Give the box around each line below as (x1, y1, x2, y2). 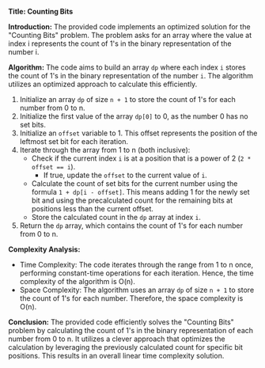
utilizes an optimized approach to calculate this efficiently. (8, 79, 198, 89)
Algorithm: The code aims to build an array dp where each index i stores (8, 63, 247, 72)
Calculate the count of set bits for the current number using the (31, 179, 238, 188)
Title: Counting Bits (8, 7, 74, 16)
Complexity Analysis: (8, 245, 81, 254)
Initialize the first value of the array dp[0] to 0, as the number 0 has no (19, 112, 248, 121)
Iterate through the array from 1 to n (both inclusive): (19, 146, 191, 154)
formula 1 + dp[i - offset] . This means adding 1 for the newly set (31, 188, 251, 196)
